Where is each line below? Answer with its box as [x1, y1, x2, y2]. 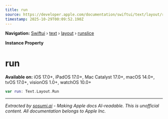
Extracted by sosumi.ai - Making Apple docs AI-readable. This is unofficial [5, 103, 159, 109]
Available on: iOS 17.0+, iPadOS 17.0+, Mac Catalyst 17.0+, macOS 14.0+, [5, 74, 155, 80]
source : [5, 12, 21, 17]
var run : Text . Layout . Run [5, 89, 59, 94]
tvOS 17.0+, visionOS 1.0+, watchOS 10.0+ [5, 79, 91, 85]
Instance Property [5, 40, 44, 46]
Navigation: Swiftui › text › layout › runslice [5, 30, 94, 36]
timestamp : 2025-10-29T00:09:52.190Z [5, 16, 84, 21]
